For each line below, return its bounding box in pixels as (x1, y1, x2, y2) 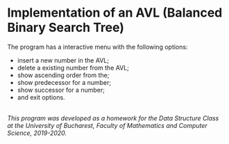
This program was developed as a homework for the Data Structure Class (7, 113, 219, 122)
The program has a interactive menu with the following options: (7, 42, 188, 51)
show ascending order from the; (17, 71, 110, 79)
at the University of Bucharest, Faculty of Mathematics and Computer (7, 121, 208, 129)
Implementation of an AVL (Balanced (7, 5, 223, 21)
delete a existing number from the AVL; (17, 63, 130, 72)
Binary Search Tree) (7, 19, 125, 35)
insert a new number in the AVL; (17, 56, 110, 64)
